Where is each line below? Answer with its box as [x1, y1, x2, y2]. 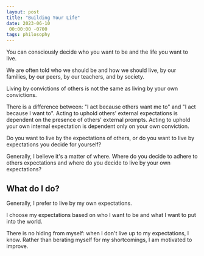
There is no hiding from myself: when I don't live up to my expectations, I [6, 229, 189, 236]
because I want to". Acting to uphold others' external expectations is [6, 110, 178, 117]
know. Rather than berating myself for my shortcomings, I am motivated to [6, 236, 192, 243]
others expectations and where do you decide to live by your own [6, 159, 171, 166]
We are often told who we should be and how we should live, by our [6, 66, 177, 74]
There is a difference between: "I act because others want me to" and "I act [6, 103, 196, 110]
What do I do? [6, 183, 60, 194]
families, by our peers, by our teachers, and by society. [6, 73, 145, 80]
